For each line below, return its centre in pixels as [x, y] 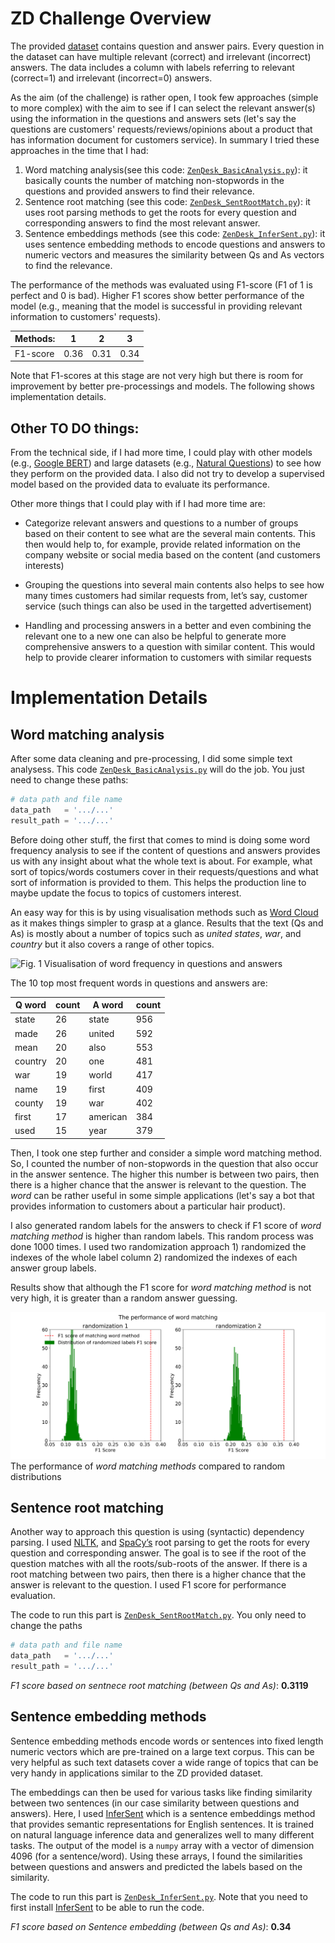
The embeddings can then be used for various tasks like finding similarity [161, 1792]
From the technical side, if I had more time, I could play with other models [161, 452]
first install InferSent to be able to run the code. [107, 1907]
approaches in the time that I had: [79, 150]
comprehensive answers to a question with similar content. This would [169, 646]
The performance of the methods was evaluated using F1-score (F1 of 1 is [161, 284]
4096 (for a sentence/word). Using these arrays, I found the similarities [156, 1856]
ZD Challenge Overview [111, 18]
